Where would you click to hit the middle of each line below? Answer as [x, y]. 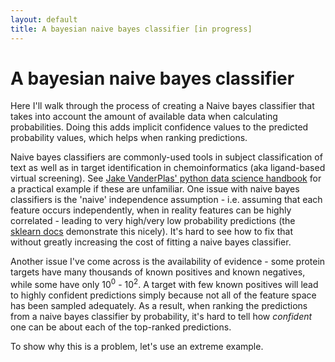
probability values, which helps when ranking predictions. [129, 138]
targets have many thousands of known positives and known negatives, [158, 272]
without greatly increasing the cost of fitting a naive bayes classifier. [151, 242]
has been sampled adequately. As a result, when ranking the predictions [159, 306]
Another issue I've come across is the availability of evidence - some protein [168, 262]
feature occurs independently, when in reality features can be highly [151, 210]
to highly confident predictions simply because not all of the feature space [163, 295]
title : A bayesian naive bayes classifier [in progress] [131, 29]
